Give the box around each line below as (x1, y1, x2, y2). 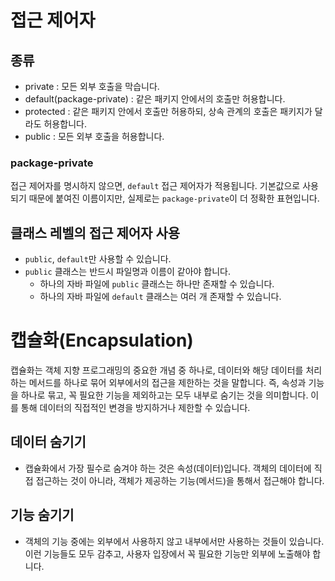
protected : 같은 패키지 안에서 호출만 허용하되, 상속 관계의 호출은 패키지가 (24, 106, 313, 117)
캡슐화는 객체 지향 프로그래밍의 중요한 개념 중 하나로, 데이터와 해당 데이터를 (10, 364, 304, 376)
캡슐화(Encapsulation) (10, 329, 194, 352)
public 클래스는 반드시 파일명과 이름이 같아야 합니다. (24, 266, 232, 278)
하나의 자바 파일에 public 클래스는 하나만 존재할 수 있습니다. (39, 278, 275, 290)
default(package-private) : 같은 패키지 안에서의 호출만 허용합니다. (24, 93, 286, 105)
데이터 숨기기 (10, 434, 87, 451)
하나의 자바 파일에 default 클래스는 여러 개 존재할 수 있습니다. (39, 291, 282, 303)
